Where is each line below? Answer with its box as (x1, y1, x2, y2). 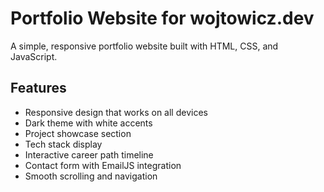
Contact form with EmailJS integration (24, 159, 182, 171)
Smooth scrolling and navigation (24, 170, 158, 182)
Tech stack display (24, 138, 103, 150)
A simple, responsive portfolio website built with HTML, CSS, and (10, 40, 279, 52)
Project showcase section (24, 127, 132, 139)
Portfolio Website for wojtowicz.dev (10, 7, 315, 30)
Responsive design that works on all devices (24, 106, 208, 118)
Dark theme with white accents (24, 117, 153, 129)
